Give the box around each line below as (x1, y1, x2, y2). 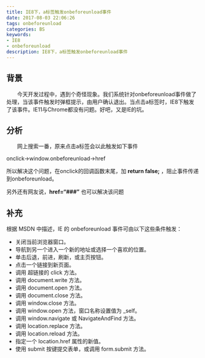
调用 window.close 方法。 (15, 299, 80, 307)
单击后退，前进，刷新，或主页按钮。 (15, 253, 107, 261)
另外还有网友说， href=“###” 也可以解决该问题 (6, 188, 124, 196)
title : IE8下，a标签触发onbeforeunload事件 (6, 9, 112, 15)
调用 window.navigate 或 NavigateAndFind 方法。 (15, 315, 140, 322)
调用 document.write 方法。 (15, 277, 86, 284)
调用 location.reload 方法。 (15, 330, 83, 337)
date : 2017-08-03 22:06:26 (6, 15, 75, 21)
